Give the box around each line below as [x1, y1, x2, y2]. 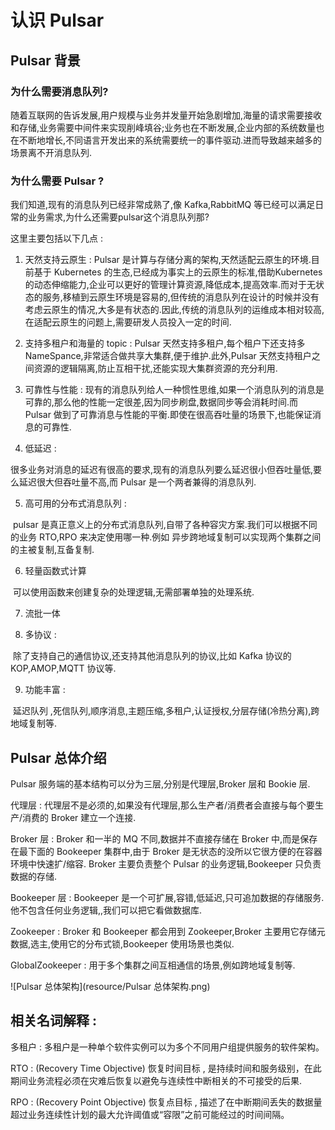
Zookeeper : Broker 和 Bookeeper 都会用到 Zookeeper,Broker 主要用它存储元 [10, 925, 326, 937]
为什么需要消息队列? [10, 84, 109, 98]
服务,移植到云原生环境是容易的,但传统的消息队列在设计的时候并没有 [42, 291, 320, 303]
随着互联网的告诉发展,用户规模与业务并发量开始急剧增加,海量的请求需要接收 [10, 109, 323, 121]
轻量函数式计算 [24, 565, 87, 577]
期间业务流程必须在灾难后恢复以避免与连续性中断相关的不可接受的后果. [10, 1074, 303, 1086]
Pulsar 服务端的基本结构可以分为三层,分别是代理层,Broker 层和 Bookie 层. [10, 777, 311, 790]
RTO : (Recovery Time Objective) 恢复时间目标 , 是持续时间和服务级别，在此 [10, 1062, 322, 1074]
